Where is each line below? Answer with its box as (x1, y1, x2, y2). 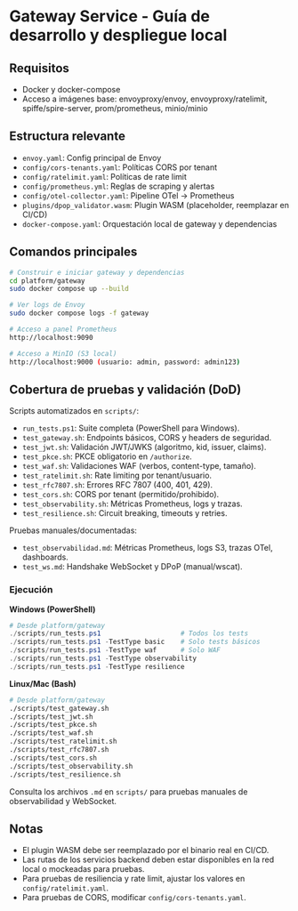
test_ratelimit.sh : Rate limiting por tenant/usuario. (21, 470, 212, 481)
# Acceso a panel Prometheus (9, 325, 117, 334)
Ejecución (9, 584, 53, 596)
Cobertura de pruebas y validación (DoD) (9, 382, 242, 397)
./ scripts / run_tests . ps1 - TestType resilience (9, 662, 185, 671)
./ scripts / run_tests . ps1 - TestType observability (9, 654, 197, 664)
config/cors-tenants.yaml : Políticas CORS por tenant (21, 162, 218, 173)
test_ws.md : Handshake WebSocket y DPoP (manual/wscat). (21, 561, 243, 572)
